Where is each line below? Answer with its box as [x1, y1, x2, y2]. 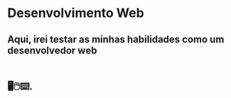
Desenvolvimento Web [7, 5, 144, 21]
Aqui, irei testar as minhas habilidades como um [7, 33, 225, 45]
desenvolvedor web [7, 44, 97, 56]
